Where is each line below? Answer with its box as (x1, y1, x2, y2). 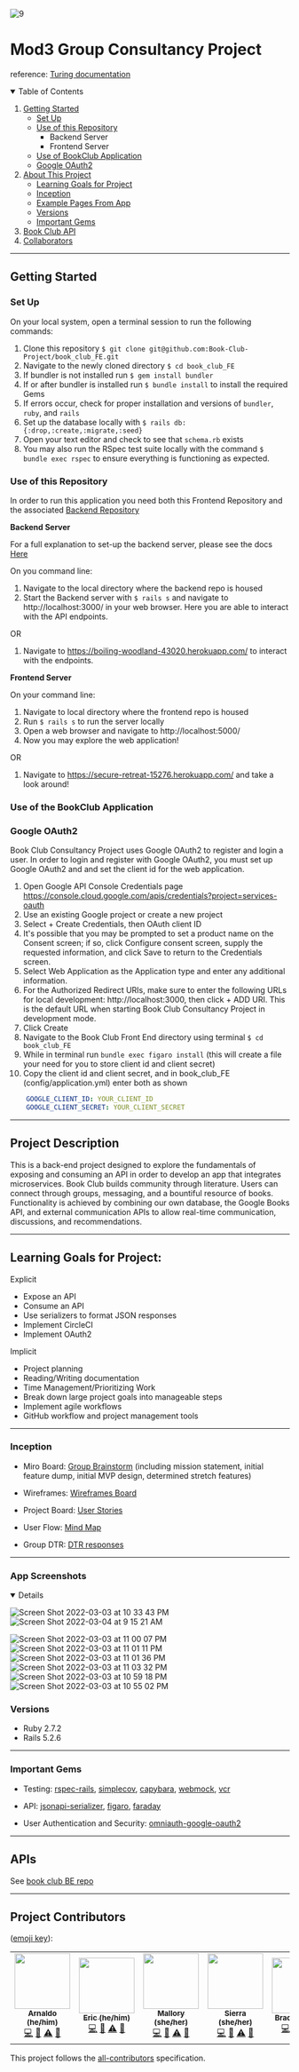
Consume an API (22, 1300, 85, 1311)
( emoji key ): (10, 1933, 53, 1944)
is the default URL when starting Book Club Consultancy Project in (22, 1004, 265, 1014)
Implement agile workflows (22, 1401, 122, 1411)
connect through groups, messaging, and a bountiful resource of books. (10, 1187, 274, 1198)
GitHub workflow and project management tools (22, 1410, 199, 1421)
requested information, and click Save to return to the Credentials (22, 947, 263, 958)
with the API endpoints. (22, 611, 109, 622)
